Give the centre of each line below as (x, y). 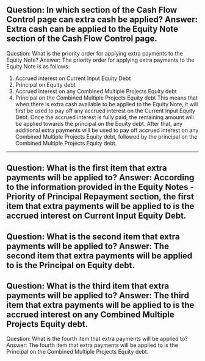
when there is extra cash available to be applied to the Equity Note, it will (106, 104)
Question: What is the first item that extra (87, 168)
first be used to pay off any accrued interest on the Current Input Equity (105, 111)
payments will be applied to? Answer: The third (98, 295)
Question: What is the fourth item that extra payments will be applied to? (97, 339)
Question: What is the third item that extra (88, 286)
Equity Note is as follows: (38, 66)
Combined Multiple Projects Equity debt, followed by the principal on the (106, 136)
